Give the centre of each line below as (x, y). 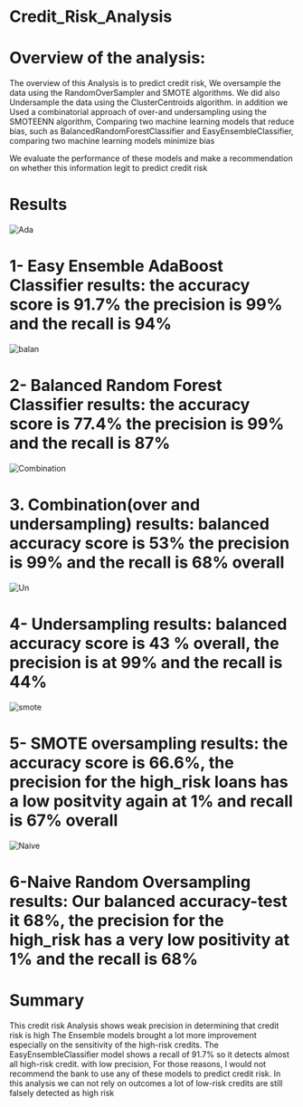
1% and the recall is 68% (104, 959)
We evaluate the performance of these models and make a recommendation (151, 158)
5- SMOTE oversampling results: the (149, 743)
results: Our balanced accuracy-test (148, 901)
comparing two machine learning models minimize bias (112, 141)
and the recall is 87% (90, 443)
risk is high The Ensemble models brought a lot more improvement (133, 1035)
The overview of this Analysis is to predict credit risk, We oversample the (145, 83)
